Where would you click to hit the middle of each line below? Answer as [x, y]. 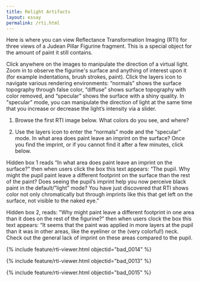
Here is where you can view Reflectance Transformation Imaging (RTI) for [97, 40]
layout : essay [24, 17]
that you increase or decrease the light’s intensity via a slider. [81, 109]
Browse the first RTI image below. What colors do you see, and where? [102, 120]
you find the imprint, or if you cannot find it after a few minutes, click [99, 145]
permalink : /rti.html [33, 23]
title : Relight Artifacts [38, 12]
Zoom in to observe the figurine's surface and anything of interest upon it [96, 71]
